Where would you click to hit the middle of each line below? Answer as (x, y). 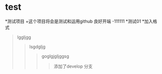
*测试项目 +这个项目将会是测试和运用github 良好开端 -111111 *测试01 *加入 (79, 21)
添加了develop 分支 (73, 66)
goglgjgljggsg (55, 56)
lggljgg (24, 37)
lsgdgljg (37, 47)
